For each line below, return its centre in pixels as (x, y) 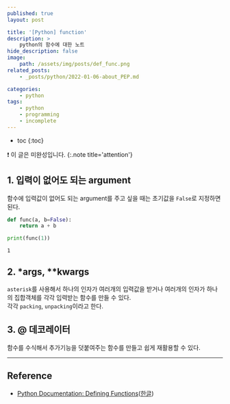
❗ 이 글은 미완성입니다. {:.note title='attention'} (70, 154)
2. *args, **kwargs (48, 272)
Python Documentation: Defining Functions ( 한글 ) (85, 393)
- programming (39, 115)
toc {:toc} (30, 140)
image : (16, 58)
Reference (30, 376)
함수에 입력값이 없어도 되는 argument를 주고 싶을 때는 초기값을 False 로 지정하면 (114, 198)
